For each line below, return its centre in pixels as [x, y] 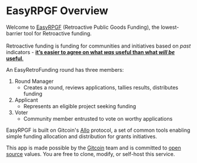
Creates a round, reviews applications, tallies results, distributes [101, 87]
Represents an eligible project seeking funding [80, 106]
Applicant [26, 100]
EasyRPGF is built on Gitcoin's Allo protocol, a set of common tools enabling [98, 130]
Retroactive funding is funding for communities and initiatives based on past [98, 46]
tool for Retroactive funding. [58, 33]
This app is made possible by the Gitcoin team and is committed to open [94, 148]
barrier [14, 33]
